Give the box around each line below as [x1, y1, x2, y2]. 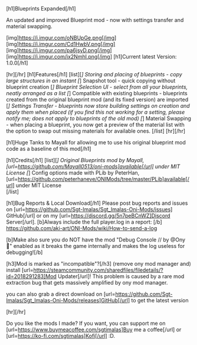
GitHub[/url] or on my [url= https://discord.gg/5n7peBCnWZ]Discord [6, 212, 170, 219]
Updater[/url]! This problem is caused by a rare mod [58, 273, 185, 280]
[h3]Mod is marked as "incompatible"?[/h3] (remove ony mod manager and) [6, 260, 192, 267]
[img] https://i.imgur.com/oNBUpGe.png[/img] [6, 34, 117, 41]
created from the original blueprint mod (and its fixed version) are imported [6, 96, 189, 103]
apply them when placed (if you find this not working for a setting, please [6, 109, 185, 115]
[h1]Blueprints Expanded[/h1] [6, 5, 76, 12]
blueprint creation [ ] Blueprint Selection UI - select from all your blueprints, [6, 83, 188, 91]
